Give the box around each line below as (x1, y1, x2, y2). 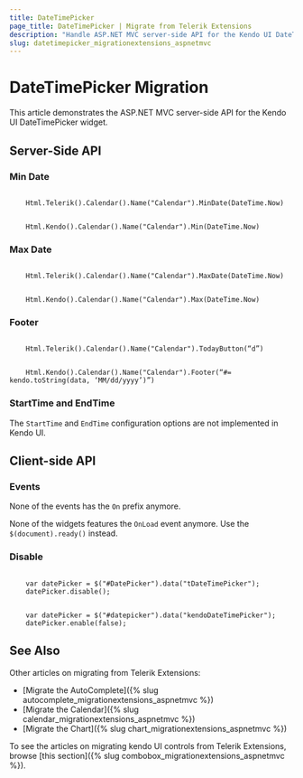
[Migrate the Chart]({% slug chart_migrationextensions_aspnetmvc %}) (22, 723, 288, 734)
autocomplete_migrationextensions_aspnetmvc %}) (22, 694, 215, 705)
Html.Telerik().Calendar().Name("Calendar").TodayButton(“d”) (25, 344, 264, 353)
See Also (9, 643, 60, 659)
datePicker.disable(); (25, 586, 111, 596)
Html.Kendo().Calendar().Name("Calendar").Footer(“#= (25, 368, 232, 378)
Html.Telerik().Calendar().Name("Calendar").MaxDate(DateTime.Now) (25, 272, 284, 281)
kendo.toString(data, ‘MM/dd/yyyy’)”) (9, 376, 155, 385)
